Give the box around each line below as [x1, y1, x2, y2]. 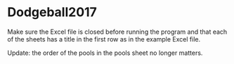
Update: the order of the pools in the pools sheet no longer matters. [7, 49, 203, 57]
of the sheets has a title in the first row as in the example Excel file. [7, 34, 201, 43]
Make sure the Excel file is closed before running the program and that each [7, 27, 228, 36]
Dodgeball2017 [7, 4, 97, 20]
